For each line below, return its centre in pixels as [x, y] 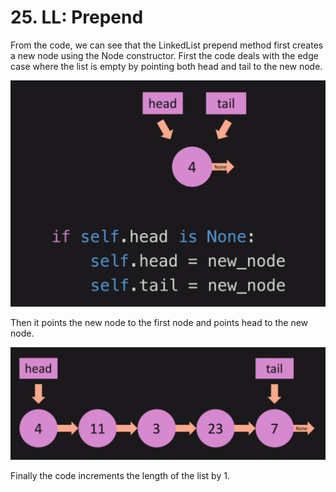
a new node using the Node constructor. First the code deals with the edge [164, 55]
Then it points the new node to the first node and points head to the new [159, 322]
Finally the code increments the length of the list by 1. [120, 475]
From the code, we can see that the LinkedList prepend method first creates [167, 45]
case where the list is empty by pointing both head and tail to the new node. [166, 66]
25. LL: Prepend [77, 17]
